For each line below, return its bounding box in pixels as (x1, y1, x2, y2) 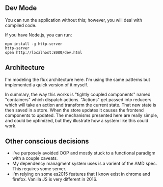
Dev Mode (5, 4, 37, 12)
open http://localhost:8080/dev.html (5, 50, 82, 55)
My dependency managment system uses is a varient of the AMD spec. (12, 160, 157, 167)
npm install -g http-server (5, 41, 63, 46)
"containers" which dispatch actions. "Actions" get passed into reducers (5, 96, 152, 103)
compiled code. (5, 22, 37, 28)
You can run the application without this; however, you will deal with (5, 17, 142, 23)
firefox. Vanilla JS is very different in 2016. (12, 176, 98, 182)
